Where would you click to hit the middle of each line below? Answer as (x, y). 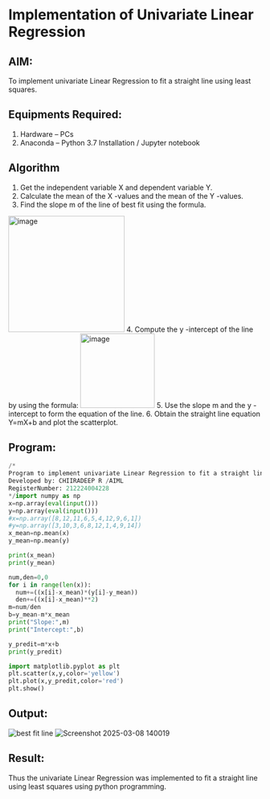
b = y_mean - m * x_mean (39, 615)
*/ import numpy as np (45, 496)
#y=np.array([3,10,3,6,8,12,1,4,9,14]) (75, 526)
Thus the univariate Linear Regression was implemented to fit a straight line (133, 777)
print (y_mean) (32, 562)
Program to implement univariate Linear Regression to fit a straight (129, 474)
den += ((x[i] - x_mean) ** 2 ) (57, 600)
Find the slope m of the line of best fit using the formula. (113, 204)
